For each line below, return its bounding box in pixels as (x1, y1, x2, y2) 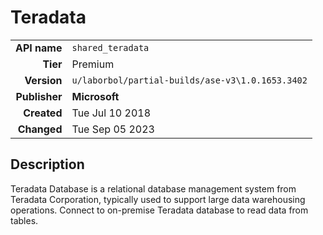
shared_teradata (71, 42, 150, 53)
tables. (10, 214, 39, 226)
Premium (71, 57, 115, 71)
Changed (17, 122, 63, 136)
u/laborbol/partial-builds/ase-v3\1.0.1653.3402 (71, 74, 308, 86)
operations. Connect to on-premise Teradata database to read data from (10, 204, 309, 216)
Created (23, 106, 63, 120)
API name (15, 41, 63, 55)
